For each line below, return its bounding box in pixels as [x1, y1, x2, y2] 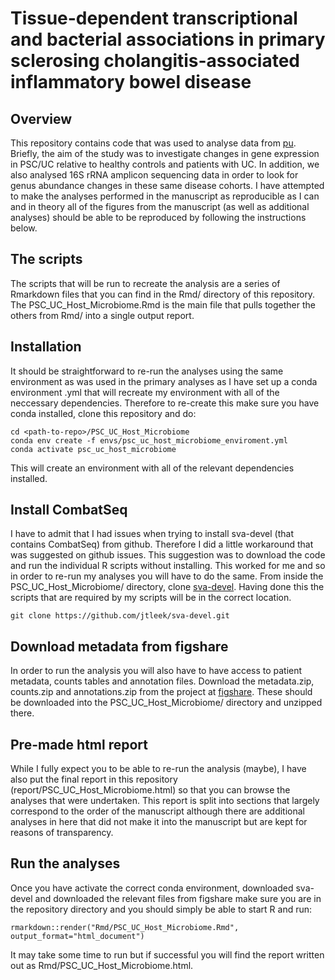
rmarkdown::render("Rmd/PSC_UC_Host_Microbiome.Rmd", [10, 922, 240, 932]
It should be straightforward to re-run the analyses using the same [10, 365, 284, 377]
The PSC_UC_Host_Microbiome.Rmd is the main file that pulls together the [10, 298, 316, 311]
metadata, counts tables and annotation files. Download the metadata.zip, [10, 675, 315, 687]
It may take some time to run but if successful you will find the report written [10, 948, 325, 961]
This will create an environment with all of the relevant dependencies [10, 462, 295, 474]
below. [10, 222, 38, 234]
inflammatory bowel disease [10, 71, 252, 94]
